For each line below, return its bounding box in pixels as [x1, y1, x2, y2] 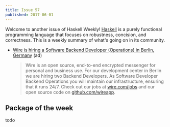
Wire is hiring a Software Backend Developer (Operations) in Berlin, [12, 47, 155, 53]
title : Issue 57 [5, 7, 40, 13]
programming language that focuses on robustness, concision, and [5, 31, 147, 38]
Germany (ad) [12, 52, 42, 58]
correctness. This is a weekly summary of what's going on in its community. [5, 37, 165, 43]
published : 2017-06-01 [5, 12, 54, 17]
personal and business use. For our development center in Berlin [25, 67, 162, 74]
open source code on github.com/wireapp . [25, 89, 116, 95]
